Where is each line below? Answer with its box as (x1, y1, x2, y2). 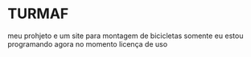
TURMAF (7, 5, 69, 23)
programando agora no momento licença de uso (7, 39, 168, 48)
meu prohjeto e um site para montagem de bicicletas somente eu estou (7, 31, 244, 40)
